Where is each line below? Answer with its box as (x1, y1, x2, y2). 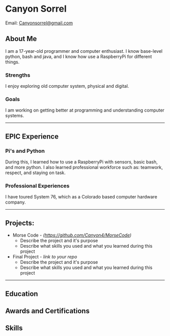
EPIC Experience (5, 132, 59, 141)
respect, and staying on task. (5, 170, 66, 176)
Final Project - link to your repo (12, 254, 77, 260)
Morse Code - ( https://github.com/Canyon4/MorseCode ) (12, 232, 132, 239)
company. (5, 199, 26, 206)
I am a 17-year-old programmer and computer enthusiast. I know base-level (5, 48, 163, 54)
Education (5, 289, 38, 298)
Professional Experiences (5, 182, 70, 189)
